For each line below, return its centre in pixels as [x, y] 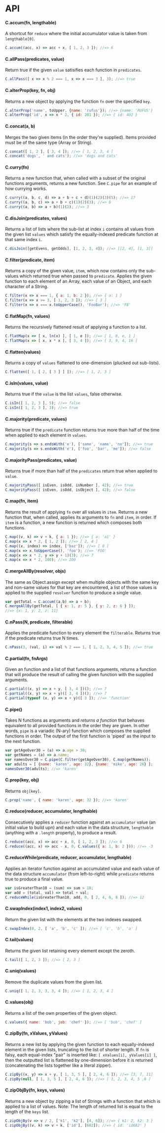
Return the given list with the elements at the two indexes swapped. [74, 919]
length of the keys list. [27, 1111]
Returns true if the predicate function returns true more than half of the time [82, 430]
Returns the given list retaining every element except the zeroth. [70, 951]
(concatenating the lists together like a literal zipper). [59, 1065]
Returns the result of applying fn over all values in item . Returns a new [76, 512]
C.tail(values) [19, 940]
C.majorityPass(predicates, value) [41, 460]
